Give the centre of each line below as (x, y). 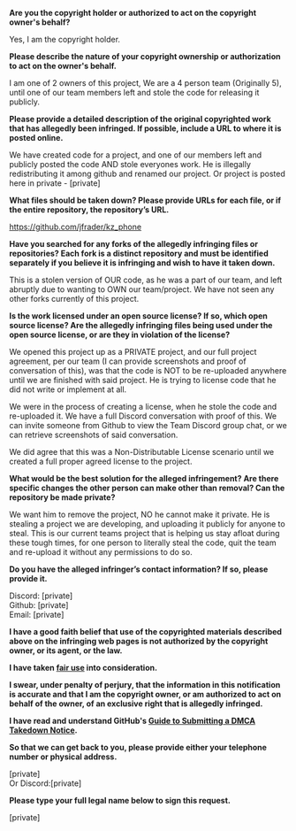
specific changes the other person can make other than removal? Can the (147, 488)
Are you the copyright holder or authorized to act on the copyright (133, 13)
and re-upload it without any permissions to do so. (101, 552)
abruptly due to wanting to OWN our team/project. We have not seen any (142, 289)
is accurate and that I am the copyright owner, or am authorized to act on (145, 694)
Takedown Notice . (43, 730)
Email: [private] (37, 615)
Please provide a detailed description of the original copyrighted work (140, 119)
